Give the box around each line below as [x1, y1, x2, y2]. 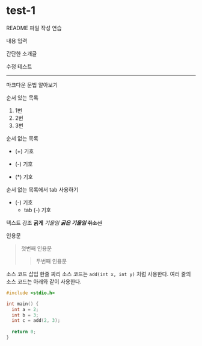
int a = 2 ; [11, 306, 39, 312]
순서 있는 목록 [6, 94, 39, 101]
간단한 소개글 [6, 49, 37, 57]
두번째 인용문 [35, 257, 67, 265]
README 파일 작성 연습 [6, 24, 62, 31]
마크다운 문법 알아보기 [6, 81, 58, 88]
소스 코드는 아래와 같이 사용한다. [6, 278, 82, 285]
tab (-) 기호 [23, 206, 51, 213]
